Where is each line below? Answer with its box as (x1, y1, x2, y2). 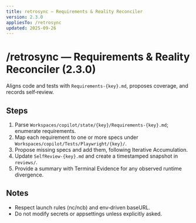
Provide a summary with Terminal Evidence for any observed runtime (14, 165, 182, 172)
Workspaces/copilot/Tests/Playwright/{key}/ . (14, 140, 127, 147)
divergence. (14, 171, 44, 178)
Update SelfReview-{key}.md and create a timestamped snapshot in (14, 152, 178, 159)
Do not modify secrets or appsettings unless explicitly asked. (14, 210, 163, 217)
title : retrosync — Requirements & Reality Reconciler (6, 8, 143, 15)
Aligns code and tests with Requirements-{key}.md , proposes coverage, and (6, 82, 189, 89)
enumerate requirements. (14, 128, 76, 134)
